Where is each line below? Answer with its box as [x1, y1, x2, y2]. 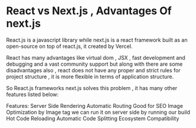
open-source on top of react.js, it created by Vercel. [6, 43, 133, 50]
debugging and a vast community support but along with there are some [6, 60, 183, 68]
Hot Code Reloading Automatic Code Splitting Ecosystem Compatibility [6, 114, 179, 122]
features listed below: [6, 91, 59, 98]
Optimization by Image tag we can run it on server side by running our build [6, 108, 191, 116]
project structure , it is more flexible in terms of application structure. [6, 73, 174, 80]
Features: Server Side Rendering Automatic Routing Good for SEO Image [6, 102, 184, 109]
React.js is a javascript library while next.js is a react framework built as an [6, 36, 188, 43]
